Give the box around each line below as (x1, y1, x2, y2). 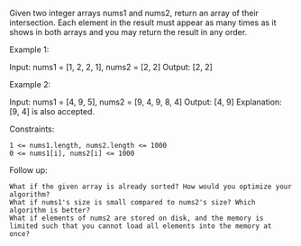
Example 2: (9, 79, 51, 89)
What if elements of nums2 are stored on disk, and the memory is (9, 214, 264, 223)
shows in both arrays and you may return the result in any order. (9, 27, 248, 37)
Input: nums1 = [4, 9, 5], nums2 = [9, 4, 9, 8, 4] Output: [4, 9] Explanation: (9, 96, 282, 107)
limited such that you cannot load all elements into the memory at (9, 222, 272, 231)
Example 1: (9, 44, 50, 55)
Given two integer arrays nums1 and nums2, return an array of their (9, 8, 260, 18)
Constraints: (9, 123, 55, 134)
